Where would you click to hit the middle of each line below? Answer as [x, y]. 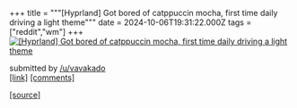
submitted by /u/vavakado [57, 68]
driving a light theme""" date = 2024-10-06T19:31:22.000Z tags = [131, 22]
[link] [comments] [42, 78]
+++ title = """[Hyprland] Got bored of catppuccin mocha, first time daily [144, 13]
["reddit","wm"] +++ [46, 32]
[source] [25, 95]
